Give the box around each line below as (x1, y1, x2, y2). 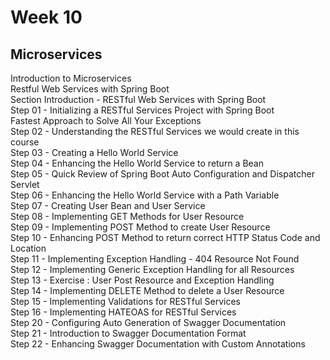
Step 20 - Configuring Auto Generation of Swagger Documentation (10, 317, 287, 328)
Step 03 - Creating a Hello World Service (10, 147, 179, 158)
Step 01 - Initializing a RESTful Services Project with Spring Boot (10, 104, 275, 116)
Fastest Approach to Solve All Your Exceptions (10, 115, 202, 126)
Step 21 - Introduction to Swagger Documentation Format (10, 327, 247, 339)
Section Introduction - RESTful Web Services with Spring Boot (10, 94, 267, 105)
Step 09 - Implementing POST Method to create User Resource (10, 221, 271, 233)
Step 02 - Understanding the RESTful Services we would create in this (10, 126, 300, 137)
